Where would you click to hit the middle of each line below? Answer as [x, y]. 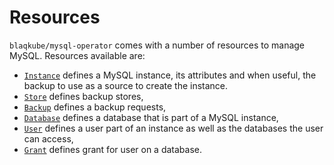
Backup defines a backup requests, [95, 107]
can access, [48, 138]
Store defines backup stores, [83, 96]
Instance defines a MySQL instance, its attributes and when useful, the [170, 75]
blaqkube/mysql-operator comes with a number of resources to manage [157, 45]
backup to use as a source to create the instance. [126, 85]
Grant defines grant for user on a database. [113, 149]
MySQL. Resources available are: [77, 55]
